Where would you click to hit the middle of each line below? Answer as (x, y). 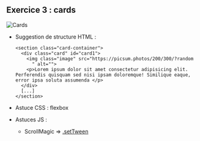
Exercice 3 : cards (41, 10)
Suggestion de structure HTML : (56, 37)
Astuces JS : (31, 120)
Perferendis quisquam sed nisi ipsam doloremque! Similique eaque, (103, 75)
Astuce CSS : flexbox (42, 107)
